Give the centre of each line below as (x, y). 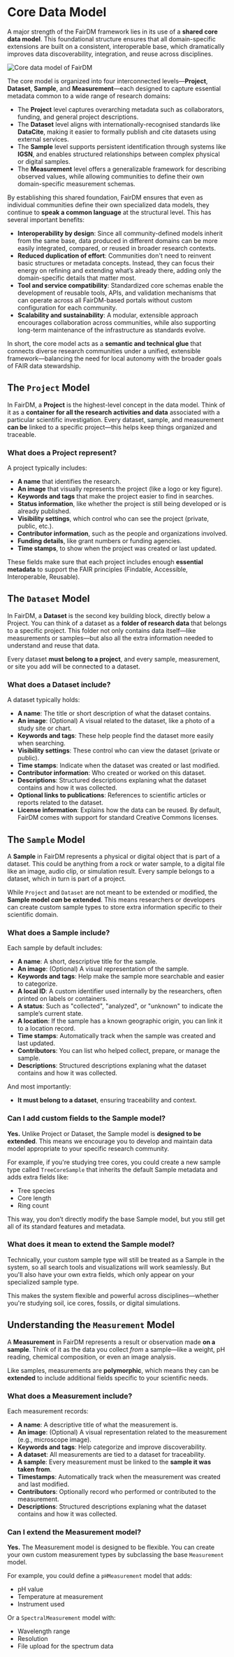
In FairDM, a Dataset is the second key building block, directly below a (109, 615)
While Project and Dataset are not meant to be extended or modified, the (112, 892)
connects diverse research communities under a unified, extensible (104, 351)
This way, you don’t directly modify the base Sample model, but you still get (116, 1219)
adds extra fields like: (38, 1177)
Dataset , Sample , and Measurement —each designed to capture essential (114, 88)
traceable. (22, 434)
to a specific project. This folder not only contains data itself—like (102, 630)
